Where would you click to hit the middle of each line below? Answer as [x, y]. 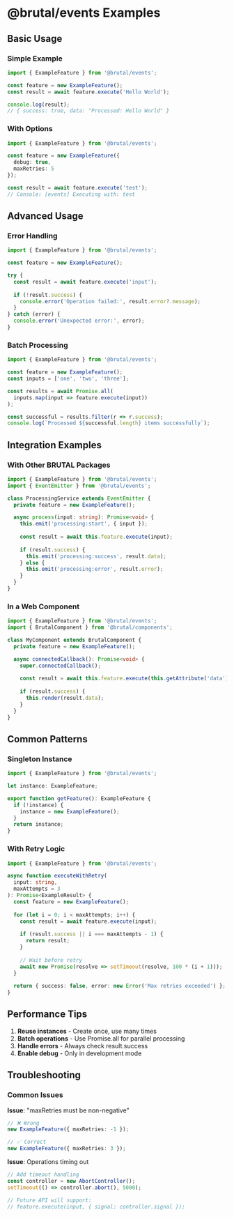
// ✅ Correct [27, 1142]
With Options [30, 129]
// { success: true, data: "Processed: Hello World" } [88, 111]
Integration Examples [55, 445]
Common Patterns [48, 739]
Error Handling [32, 236]
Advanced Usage [45, 216]
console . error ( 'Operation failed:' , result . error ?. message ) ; [110, 301]
